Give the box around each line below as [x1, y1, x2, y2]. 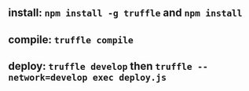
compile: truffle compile [8, 33, 134, 46]
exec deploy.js [92, 72, 167, 83]
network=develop [8, 72, 88, 83]
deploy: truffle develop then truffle [8, 60, 192, 73]
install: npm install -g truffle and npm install [8, 6, 243, 20]
